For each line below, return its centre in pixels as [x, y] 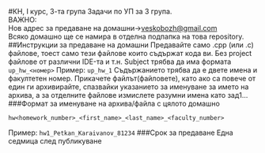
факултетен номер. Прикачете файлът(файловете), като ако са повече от [132, 78]
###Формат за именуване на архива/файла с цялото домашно [114, 103]
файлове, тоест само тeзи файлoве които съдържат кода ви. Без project [130, 53]
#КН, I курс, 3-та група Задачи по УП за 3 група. [90, 11]
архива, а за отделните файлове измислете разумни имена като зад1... [128, 95]
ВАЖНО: [23, 20]
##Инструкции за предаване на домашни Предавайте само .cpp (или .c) [131, 45]
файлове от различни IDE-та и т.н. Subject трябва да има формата [120, 62]
